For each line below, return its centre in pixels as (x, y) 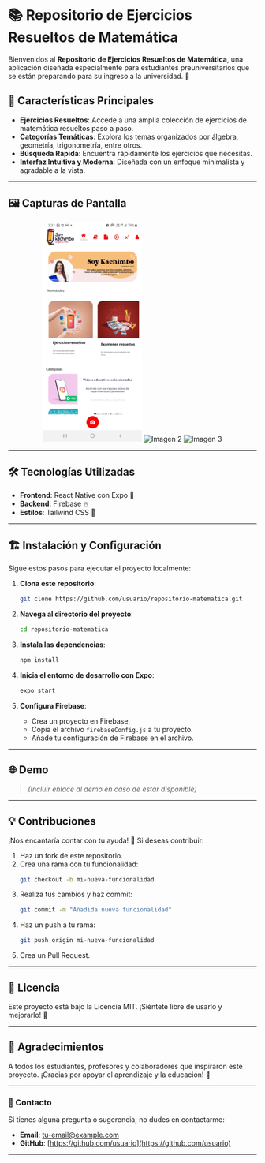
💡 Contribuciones (52, 821)
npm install (39, 660)
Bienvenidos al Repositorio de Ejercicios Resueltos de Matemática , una (126, 59)
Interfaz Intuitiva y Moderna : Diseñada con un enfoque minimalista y (132, 162)
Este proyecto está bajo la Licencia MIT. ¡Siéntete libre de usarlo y (115, 1006)
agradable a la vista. (52, 170)
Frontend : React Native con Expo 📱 (77, 495)
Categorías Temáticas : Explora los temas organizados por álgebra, (129, 136)
